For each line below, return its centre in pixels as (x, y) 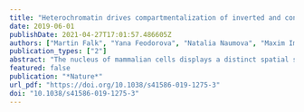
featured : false (40, 69)
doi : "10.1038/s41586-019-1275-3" (75, 93)
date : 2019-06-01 (42, 26)
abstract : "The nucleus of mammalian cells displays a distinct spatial (149, 60)
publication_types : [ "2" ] (58, 51)
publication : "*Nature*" (56, 77)
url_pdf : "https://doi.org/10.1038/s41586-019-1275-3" (115, 85)
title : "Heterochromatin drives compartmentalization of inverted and (145, 18)
